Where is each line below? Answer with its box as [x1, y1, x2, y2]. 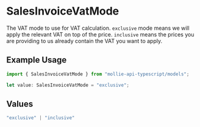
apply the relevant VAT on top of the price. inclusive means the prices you [6, 30, 195, 38]
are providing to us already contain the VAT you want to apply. [6, 37, 163, 44]
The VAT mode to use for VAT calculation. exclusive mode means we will [6, 24, 190, 32]
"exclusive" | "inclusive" [6, 115, 75, 121]
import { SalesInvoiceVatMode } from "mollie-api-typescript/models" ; [6, 71, 190, 77]
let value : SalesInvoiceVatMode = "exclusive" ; [6, 82, 130, 88]
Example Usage [6, 55, 67, 65]
